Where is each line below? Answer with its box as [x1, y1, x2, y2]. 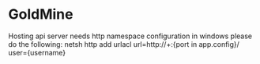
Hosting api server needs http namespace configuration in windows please [8, 31, 253, 41]
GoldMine [8, 5, 73, 23]
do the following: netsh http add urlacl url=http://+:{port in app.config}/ [8, 39, 239, 48]
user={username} [8, 48, 66, 57]
